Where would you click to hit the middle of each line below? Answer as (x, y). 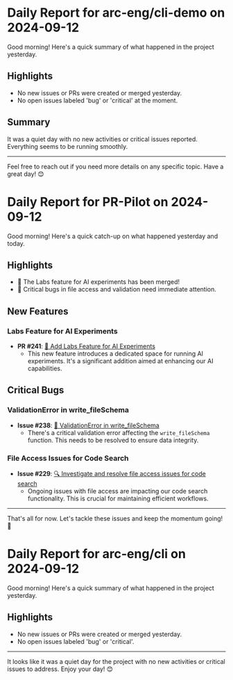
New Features (38, 311)
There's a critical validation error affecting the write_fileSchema (119, 432)
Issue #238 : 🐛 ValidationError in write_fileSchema (88, 425)
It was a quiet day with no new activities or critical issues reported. (102, 139)
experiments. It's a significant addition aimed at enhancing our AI (120, 361)
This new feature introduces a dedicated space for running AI (115, 354)
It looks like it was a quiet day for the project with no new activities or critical (116, 661)
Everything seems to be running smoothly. (68, 146)
